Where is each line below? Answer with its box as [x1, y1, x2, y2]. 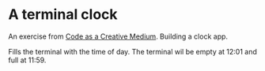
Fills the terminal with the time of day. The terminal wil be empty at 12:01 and [8, 47, 257, 56]
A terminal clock [8, 6, 118, 24]
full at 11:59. [8, 55, 47, 65]
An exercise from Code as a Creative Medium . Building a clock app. [8, 32, 228, 41]
